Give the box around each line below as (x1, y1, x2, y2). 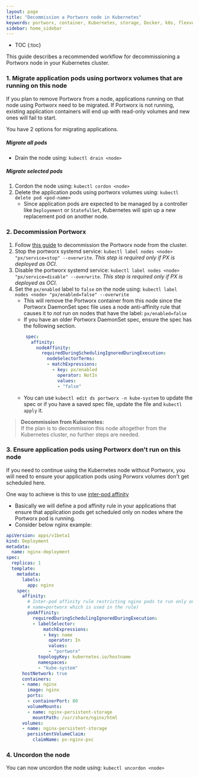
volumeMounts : (27, 703, 62, 709)
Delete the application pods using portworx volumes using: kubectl (14, 189, 179, 196)
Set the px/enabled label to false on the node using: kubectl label (14, 286, 178, 293)
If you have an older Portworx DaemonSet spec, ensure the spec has (23, 316, 192, 323)
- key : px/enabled (52, 367, 98, 373)
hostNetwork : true (21, 670, 68, 677)
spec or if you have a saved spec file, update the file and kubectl (23, 400, 182, 407)
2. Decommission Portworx (6, 228, 86, 236)
